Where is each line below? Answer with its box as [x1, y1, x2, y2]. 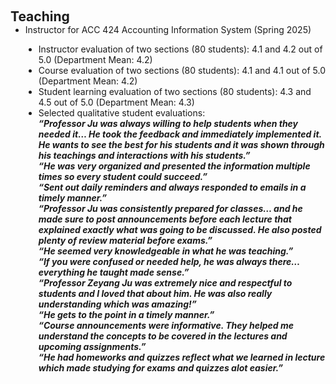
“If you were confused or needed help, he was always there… [38, 256, 300, 267]
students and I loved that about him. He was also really [38, 288, 273, 299]
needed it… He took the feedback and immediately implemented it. [38, 128, 322, 140]
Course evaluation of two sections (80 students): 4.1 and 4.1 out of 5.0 [38, 65, 327, 76]
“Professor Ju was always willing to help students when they [38, 118, 299, 129]
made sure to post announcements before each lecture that [38, 213, 292, 225]
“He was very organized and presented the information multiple [38, 160, 311, 172]
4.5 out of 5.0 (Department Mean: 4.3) [38, 96, 195, 108]
